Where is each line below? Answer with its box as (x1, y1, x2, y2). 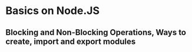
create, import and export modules (5, 36, 136, 46)
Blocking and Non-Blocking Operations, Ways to (5, 27, 187, 37)
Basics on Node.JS (5, 4, 100, 18)
